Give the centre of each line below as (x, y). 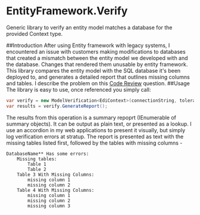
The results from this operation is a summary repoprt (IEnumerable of (91, 117)
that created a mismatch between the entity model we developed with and (97, 58)
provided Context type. (35, 33)
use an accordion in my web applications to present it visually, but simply (96, 130)
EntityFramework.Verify (67, 11)
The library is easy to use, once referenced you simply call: (79, 89)
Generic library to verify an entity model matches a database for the (89, 27)
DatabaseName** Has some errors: (48, 154)
